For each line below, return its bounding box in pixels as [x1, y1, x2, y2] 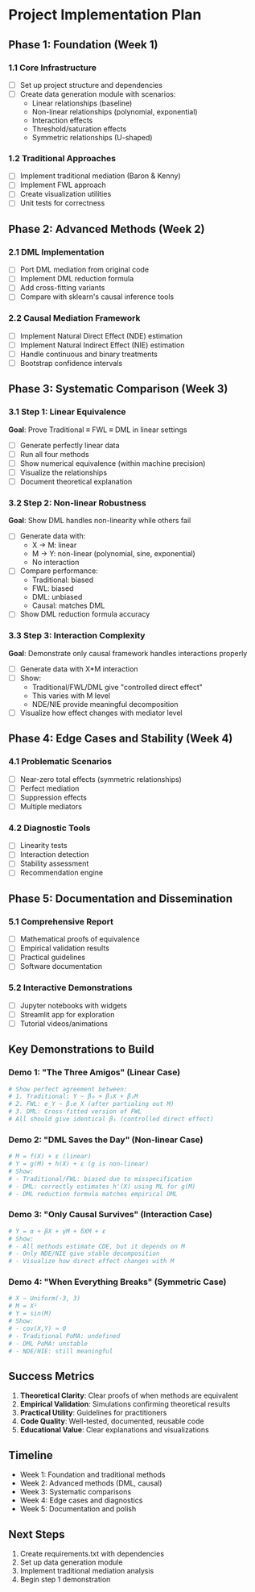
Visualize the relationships [19, 468, 107, 477]
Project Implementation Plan [8, 6, 202, 24]
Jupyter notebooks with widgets [19, 1000, 127, 1010]
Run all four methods [19, 449, 90, 459]
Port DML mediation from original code [19, 264, 150, 275]
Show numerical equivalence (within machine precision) [19, 458, 206, 468]
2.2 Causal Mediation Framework [8, 313, 141, 324]
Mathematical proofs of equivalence [19, 934, 140, 944]
